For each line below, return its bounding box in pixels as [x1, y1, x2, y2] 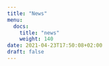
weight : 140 [19, 36, 53, 43]
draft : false [7, 49, 45, 56]
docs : [13, 23, 29, 30]
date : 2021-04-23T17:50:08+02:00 [7, 42, 103, 49]
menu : [7, 16, 23, 23]
